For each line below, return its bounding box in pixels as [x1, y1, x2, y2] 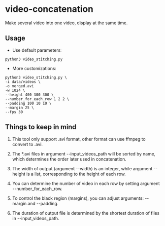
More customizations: [12, 65, 57, 71]
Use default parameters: [12, 47, 62, 53]
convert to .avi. [12, 141, 43, 147]
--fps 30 [5, 110, 23, 114]
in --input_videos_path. [12, 215, 59, 221]
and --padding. [28, 200, 59, 206]
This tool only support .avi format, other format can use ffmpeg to [12, 136, 146, 142]
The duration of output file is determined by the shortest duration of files [12, 210, 160, 216]
